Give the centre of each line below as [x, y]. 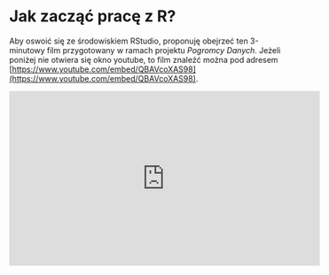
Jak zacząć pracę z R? [93, 16]
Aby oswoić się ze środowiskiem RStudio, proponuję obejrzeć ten [129, 41]
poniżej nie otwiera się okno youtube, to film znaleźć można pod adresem [144, 59]
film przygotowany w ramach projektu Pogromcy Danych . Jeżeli [164, 50]
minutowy [27, 50]
